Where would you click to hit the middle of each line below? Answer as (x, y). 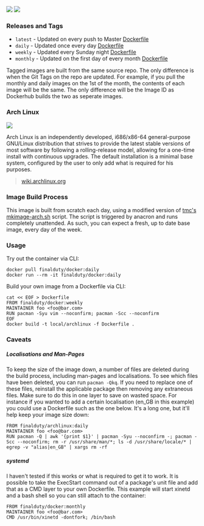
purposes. (19, 169)
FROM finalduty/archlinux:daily (47, 426)
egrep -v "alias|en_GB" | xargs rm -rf (57, 447)
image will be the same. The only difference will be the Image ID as (90, 90)
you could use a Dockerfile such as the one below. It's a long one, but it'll (98, 408)
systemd (18, 461)
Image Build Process (37, 197)
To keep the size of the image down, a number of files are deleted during (98, 369)
